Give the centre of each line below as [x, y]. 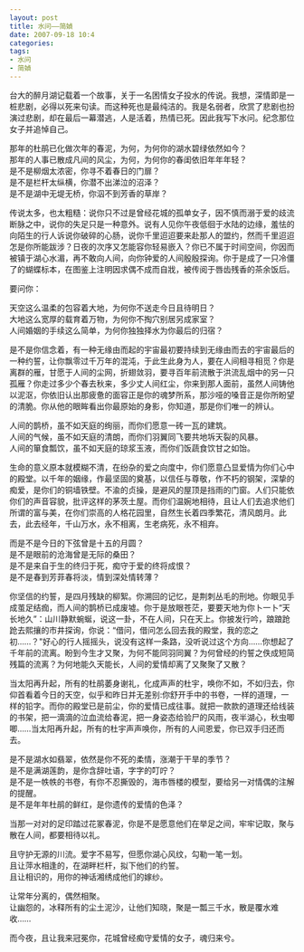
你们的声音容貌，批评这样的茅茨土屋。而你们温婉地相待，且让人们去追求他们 [152, 501]
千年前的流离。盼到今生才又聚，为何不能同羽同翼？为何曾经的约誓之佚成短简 [152, 652]
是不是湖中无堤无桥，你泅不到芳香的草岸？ [89, 193]
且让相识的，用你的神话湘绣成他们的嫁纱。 [89, 876]
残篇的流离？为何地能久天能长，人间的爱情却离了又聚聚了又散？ [128, 664]
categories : [32, 43]
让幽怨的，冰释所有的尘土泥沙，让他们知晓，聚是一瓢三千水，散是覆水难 [144, 907]
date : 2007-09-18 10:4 [52, 34]
